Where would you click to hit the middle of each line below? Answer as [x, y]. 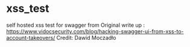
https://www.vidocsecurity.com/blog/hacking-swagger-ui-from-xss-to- [95, 31]
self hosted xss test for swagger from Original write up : [76, 25]
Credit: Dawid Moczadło [86, 37]
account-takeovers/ [31, 37]
